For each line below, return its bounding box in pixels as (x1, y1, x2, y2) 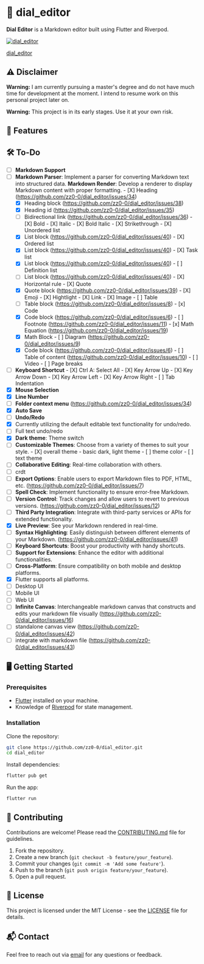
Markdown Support (15, 166, 66, 173)
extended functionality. (15, 515, 73, 523)
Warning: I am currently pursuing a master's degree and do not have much (6, 83, 195, 90)
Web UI (15, 596, 34, 604)
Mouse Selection (15, 386, 59, 393)
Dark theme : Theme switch (15, 434, 84, 441)
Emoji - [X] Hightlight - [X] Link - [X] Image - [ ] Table (24, 293, 158, 301)
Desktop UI (15, 582, 44, 590)
